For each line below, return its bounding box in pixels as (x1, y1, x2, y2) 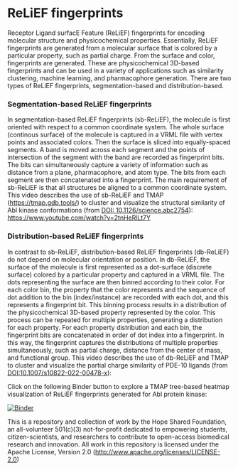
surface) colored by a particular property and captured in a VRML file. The (7, 270, 225, 279)
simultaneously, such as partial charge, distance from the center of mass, (7, 346, 222, 354)
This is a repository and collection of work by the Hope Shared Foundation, (7, 417, 227, 426)
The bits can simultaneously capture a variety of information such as (7, 161, 208, 169)
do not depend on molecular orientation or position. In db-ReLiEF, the (7, 255, 210, 264)
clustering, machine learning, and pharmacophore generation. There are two (7, 73, 232, 82)
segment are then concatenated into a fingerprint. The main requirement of (7, 176, 227, 184)
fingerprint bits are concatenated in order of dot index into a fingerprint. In (7, 331, 225, 339)
